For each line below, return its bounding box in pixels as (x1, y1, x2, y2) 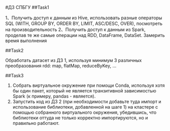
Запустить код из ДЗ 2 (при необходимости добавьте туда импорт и (12, 99, 161, 105)
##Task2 (5, 48, 24, 53)
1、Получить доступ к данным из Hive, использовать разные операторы (5, 15, 162, 21)
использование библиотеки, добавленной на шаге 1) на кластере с (12, 104, 158, 110)
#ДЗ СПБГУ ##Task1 (5, 5, 49, 10)
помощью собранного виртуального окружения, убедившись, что (12, 109, 157, 115)
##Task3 (5, 73, 24, 78)
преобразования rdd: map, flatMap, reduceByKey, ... (5, 63, 117, 69)
